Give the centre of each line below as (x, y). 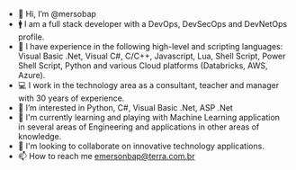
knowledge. (40, 136)
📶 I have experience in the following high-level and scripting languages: (150, 46)
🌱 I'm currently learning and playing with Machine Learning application (149, 117)
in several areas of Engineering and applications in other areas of (139, 127)
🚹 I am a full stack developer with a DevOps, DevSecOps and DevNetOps (152, 24)
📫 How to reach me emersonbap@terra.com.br (106, 156)
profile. (31, 37)
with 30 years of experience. (71, 98)
